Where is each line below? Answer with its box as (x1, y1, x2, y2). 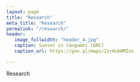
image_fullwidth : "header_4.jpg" (14, 37, 99, 43)
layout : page (6, 8, 39, 15)
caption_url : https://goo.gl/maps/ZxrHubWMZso (14, 48, 135, 54)
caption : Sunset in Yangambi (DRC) (14, 43, 104, 49)
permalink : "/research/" (6, 25, 69, 32)
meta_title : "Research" (6, 20, 67, 26)
